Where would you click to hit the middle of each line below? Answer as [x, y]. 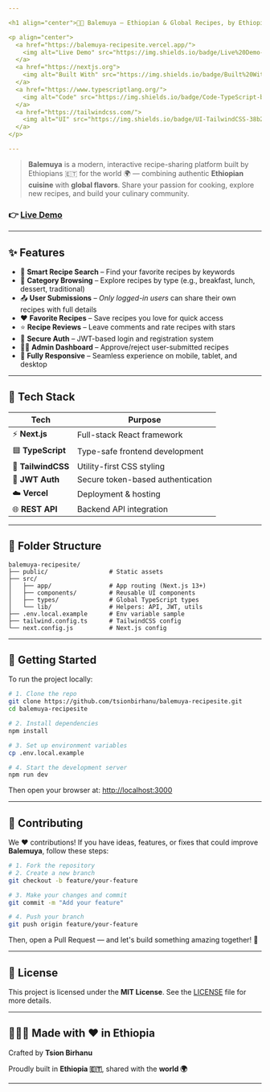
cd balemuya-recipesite [48, 709]
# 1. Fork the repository [51, 866]
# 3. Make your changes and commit [68, 895]
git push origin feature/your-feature [73, 925]
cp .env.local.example [46, 753]
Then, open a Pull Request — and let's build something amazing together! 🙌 [133, 940]
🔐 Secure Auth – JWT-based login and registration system [117, 338]
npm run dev [28, 775]
